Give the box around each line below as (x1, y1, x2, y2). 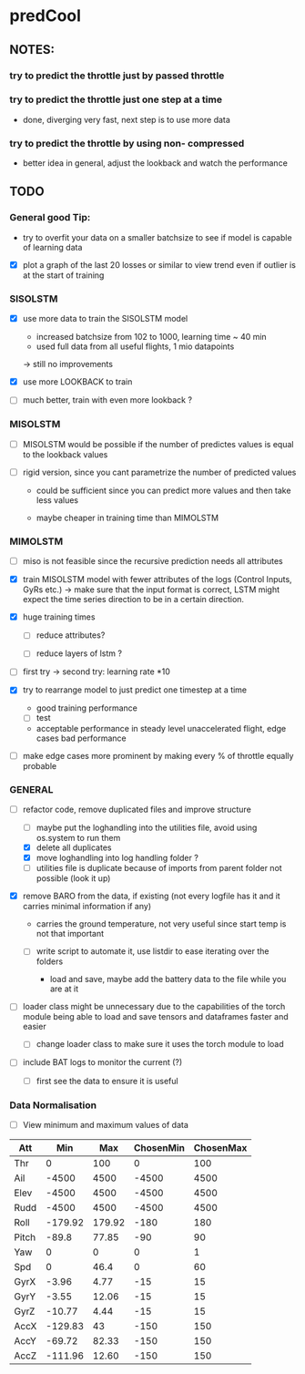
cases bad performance (36, 733, 127, 743)
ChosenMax (193, 1141, 248, 1154)
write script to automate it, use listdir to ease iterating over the (36, 946, 269, 957)
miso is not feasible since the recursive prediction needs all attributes (22, 556, 284, 567)
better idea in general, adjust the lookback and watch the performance (22, 158, 289, 169)
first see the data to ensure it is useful (36, 1075, 179, 1086)
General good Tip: (9, 211, 91, 224)
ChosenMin (133, 1141, 185, 1154)
